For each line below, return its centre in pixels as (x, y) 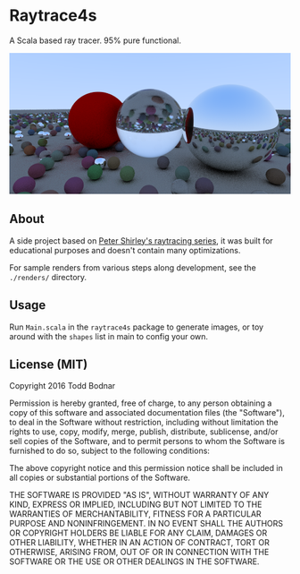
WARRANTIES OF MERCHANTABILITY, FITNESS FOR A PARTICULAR (135, 514)
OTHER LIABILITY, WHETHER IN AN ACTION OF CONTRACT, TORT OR (139, 543)
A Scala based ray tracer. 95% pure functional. (95, 40)
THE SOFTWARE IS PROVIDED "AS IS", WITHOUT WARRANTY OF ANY (139, 495)
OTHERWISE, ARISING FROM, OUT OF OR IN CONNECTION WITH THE (139, 553)
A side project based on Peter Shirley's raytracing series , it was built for (142, 240)
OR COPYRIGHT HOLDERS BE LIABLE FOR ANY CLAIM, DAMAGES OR (138, 533)
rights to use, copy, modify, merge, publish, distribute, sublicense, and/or (144, 432)
